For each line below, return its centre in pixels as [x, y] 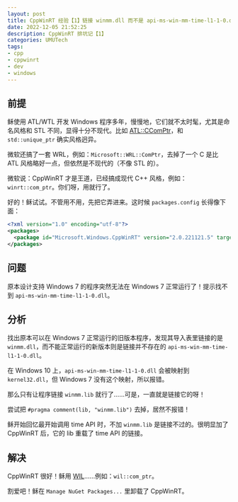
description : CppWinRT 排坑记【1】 [57, 34]
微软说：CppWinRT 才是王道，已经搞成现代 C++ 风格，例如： [97, 178]
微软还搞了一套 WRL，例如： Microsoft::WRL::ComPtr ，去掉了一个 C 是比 [113, 154]
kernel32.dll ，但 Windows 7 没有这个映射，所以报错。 [88, 380]
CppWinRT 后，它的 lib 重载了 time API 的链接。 [77, 433]
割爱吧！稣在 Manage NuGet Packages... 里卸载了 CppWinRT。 [98, 491]
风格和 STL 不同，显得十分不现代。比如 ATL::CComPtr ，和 [98, 131]
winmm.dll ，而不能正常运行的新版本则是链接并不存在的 [87, 346]
